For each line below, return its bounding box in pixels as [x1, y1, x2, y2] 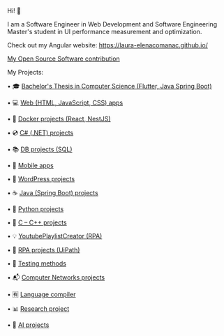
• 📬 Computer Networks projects [7, 273, 105, 282]
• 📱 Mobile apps [7, 161, 54, 169]
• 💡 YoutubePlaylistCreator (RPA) [7, 232, 103, 240]
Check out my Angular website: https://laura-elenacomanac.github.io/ [7, 41, 208, 49]
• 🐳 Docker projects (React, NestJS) [7, 115, 111, 123]
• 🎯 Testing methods [7, 259, 66, 268]
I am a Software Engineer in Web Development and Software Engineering [7, 20, 218, 28]
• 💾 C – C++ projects [7, 218, 68, 227]
